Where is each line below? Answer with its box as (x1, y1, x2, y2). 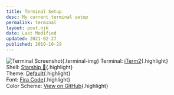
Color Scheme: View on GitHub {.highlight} (6, 82, 109, 89)
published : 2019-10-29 (6, 42, 62, 48)
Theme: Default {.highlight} (6, 70, 71, 77)
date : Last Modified (6, 30, 57, 36)
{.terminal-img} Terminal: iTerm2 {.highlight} (61, 57, 169, 65)
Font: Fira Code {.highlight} (6, 76, 71, 83)
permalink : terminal (6, 19, 57, 25)
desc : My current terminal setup (6, 14, 88, 20)
